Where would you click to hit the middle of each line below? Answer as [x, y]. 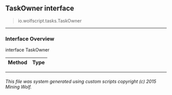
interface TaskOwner [27, 50]
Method [18, 62]
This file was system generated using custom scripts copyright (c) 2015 [81, 81]
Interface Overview [30, 39]
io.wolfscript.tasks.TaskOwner [50, 20]
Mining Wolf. [18, 87]
